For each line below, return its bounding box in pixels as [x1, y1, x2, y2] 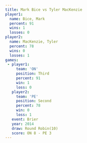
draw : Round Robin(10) [11, 126, 58, 131]
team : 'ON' [16, 67, 38, 72]
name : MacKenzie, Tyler [9, 39, 58, 44]
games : [5, 57, 19, 62]
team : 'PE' [16, 94, 38, 99]
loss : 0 [16, 85, 32, 90]
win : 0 [16, 108, 29, 113]
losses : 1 [9, 53, 29, 58]
